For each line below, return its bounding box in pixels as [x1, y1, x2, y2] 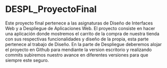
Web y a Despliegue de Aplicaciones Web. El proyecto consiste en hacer [5, 25, 155, 31]
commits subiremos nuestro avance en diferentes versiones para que [5, 51, 148, 58]
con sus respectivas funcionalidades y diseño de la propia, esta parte [5, 36, 149, 42]
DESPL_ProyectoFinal [5, 3, 97, 15]
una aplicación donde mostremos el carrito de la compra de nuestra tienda [5, 30, 159, 36]
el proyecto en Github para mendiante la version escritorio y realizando [5, 46, 152, 52]
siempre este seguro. [5, 57, 49, 63]
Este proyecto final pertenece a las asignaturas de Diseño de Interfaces [5, 20, 153, 26]
